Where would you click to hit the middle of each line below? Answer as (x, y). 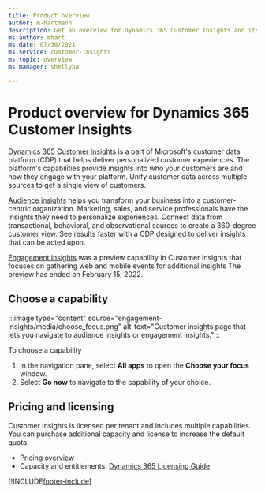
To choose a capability (45, 350)
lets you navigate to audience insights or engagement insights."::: (114, 334)
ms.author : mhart (37, 37)
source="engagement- (125, 318)
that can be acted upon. (47, 242)
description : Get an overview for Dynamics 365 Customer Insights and (127, 30)
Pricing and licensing (61, 407)
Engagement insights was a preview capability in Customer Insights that (125, 257)
